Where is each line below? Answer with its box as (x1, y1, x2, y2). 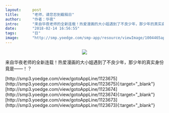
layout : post (5, 7, 42, 13)
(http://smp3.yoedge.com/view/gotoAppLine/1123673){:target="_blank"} (5, 102, 155, 108)
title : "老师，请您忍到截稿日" (5, 12, 74, 17)
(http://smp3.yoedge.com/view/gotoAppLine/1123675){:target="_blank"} (5, 81, 155, 87)
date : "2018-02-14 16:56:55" (5, 26, 80, 31)
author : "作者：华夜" (5, 17, 56, 22)
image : (5, 36, 19, 41)
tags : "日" (5, 31, 41, 36)
